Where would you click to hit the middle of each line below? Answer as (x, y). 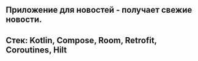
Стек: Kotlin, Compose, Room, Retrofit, (81, 40)
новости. (24, 20)
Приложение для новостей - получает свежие (99, 10)
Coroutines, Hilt (36, 50)
